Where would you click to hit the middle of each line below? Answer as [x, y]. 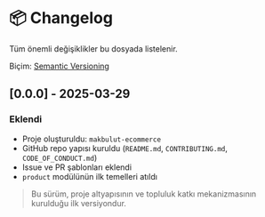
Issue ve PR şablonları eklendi [76, 167]
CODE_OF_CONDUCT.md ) [60, 157]
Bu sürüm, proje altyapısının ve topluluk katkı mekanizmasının [144, 194]
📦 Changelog [61, 18]
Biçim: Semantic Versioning [59, 66]
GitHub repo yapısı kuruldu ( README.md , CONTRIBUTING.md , [125, 148]
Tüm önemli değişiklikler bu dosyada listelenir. [93, 48]
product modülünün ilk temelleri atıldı [90, 176]
